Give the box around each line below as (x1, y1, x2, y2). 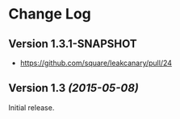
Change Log (8, 5, 91, 23)
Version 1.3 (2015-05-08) (8, 81, 139, 95)
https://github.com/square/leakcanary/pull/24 (19, 58, 172, 68)
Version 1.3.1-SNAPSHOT (8, 37, 137, 51)
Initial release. (8, 102, 55, 113)
